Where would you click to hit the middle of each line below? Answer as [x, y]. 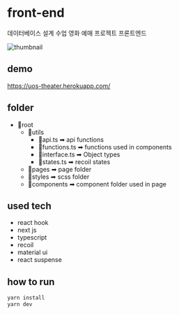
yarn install [26, 298]
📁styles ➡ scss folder [59, 177]
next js [27, 230]
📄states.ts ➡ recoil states [74, 161]
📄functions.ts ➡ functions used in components [105, 147]
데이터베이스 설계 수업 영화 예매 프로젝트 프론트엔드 [77, 33]
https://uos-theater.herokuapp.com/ [59, 86]
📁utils [36, 132]
